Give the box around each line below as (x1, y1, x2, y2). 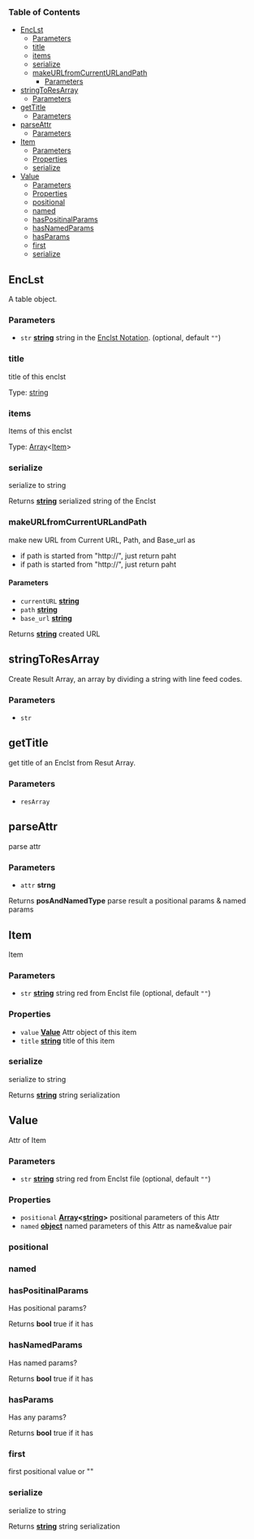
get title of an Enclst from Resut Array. (8, 757, 136, 767)
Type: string (8, 387, 49, 397)
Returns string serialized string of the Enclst (8, 496, 157, 506)
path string (19, 604, 58, 614)
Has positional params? (8, 1304, 87, 1313)
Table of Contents (8, 6, 81, 18)
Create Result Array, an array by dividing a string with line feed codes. (8, 674, 243, 683)
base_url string (19, 613, 73, 623)
